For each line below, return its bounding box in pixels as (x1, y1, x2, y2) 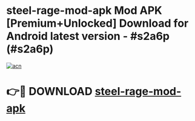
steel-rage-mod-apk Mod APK (6, 4, 162, 18)
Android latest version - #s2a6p (6, 30, 170, 43)
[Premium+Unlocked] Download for (6, 16, 189, 30)
